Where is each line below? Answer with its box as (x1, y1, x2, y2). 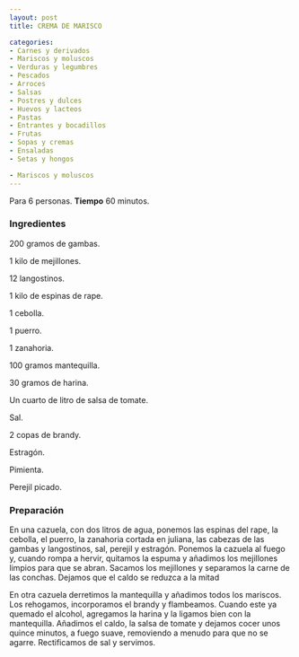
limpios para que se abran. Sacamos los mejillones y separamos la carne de (9, 563, 290, 574)
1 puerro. (9, 325, 42, 336)
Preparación (9, 504, 65, 516)
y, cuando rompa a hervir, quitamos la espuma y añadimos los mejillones (9, 553, 278, 564)
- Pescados (9, 71, 50, 81)
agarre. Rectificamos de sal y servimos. (9, 637, 155, 648)
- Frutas (9, 129, 42, 139)
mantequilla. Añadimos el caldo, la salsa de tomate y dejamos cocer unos (9, 618, 281, 629)
